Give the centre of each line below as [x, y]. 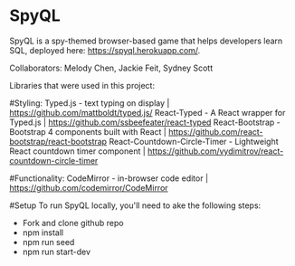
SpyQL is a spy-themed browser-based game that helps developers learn [146, 41]
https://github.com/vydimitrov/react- [216, 151]
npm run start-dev [57, 252]
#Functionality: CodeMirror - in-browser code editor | [109, 178]
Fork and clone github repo [73, 223]
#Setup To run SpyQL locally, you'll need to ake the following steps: [135, 205]
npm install [43, 233]
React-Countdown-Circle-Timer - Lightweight [193, 141]
